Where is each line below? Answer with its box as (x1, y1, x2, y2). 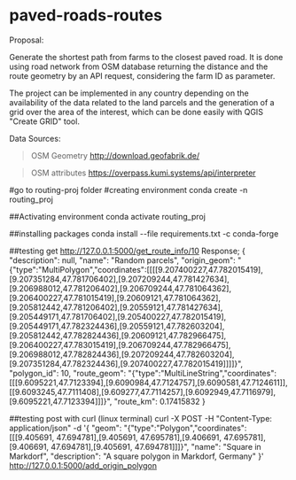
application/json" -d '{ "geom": (9, 422, 122, 433)
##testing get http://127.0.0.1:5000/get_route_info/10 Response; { (9, 245, 245, 256)
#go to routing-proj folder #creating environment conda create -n (9, 184, 248, 195)
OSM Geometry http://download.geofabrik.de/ (30, 150, 200, 160)
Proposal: (9, 35, 44, 45)
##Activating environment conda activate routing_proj (9, 211, 206, 221)
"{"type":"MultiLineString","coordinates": (128, 368, 277, 378)
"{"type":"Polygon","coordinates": (123, 422, 247, 433)
